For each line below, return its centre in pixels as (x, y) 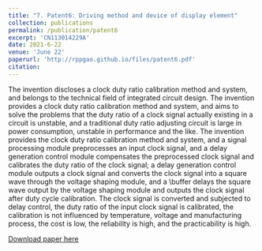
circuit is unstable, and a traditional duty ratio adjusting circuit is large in (125, 122)
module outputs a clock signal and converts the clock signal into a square (127, 173)
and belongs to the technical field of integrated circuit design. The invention (131, 97)
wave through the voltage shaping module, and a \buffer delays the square (129, 182)
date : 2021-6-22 (35, 45)
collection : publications (51, 23)
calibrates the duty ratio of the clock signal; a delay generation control (122, 165)
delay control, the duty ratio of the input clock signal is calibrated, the (121, 207)
